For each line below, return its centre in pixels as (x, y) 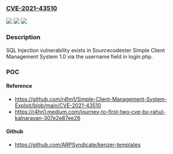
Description (23, 37)
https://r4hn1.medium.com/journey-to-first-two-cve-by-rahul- (90, 111)
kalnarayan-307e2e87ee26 (48, 118)
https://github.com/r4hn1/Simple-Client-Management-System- (91, 99)
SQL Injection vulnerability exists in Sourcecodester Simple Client (86, 50)
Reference (19, 86)
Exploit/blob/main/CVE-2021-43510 (58, 105)
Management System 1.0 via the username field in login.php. (80, 56)
